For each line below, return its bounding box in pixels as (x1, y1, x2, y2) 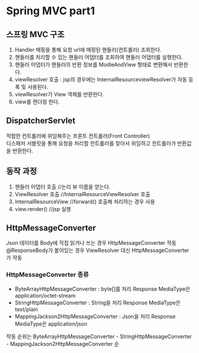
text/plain (14, 305, 39, 313)
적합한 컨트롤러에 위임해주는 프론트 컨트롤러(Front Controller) (6, 132, 150, 139)
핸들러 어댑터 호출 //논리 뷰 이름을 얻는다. (14, 183, 111, 190)
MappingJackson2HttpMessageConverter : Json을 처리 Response (14, 313, 176, 320)
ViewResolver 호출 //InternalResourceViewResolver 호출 (14, 190, 150, 197)
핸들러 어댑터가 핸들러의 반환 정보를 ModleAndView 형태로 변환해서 (14, 61, 173, 68)
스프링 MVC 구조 (6, 29, 65, 39)
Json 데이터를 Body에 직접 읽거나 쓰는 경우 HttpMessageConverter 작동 (6, 239, 177, 247)
